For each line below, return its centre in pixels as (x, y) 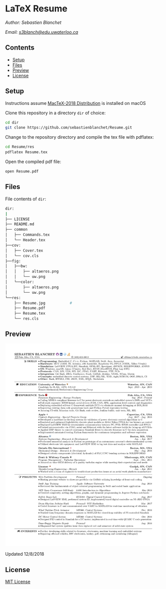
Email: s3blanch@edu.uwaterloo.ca (42, 32)
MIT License (18, 582)
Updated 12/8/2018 (25, 554)
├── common (16, 230)
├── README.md (20, 224)
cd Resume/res (20, 147)
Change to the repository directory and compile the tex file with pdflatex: (80, 137)
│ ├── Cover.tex (24, 251)
